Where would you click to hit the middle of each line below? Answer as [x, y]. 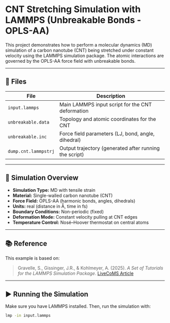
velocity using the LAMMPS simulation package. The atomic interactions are [85, 55]
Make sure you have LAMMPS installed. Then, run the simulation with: [78, 306]
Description [111, 96]
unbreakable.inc [27, 137]
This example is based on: [32, 258]
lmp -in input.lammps [28, 316]
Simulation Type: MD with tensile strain [54, 190]
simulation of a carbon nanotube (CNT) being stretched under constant [79, 50]
